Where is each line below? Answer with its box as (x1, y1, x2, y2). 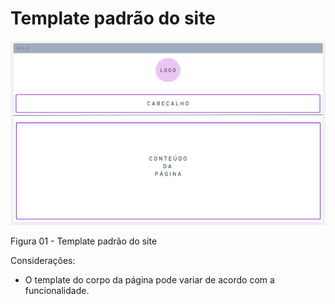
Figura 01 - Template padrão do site (10, 235, 158, 247)
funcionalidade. (24, 284, 90, 296)
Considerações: (10, 254, 76, 266)
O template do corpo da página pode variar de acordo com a (24, 273, 275, 286)
